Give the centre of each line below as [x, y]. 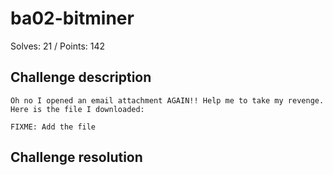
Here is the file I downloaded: [77, 109]
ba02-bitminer [72, 18]
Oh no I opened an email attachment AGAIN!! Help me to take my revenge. [167, 100]
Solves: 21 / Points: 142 [58, 46]
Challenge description [81, 77]
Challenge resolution [76, 157]
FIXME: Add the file [53, 127]
